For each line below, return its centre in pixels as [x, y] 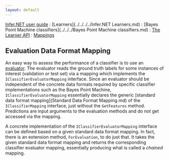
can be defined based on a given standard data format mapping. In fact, [80, 132]
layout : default [22, 10]
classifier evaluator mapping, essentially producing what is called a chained [84, 148]
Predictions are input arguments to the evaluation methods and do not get [82, 111]
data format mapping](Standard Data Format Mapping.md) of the [73, 100]
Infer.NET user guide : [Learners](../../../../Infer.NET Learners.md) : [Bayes [82, 24]
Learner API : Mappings [30, 35]
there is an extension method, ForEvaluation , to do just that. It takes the [80, 137]
